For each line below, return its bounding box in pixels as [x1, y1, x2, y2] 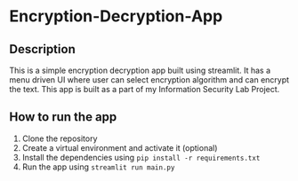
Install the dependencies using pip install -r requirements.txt [21, 152, 261, 162]
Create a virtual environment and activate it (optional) [21, 142, 218, 153]
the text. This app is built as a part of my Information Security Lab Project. [9, 84, 280, 94]
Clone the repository [21, 133, 98, 144]
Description [9, 42, 76, 57]
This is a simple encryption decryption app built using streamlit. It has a [9, 65, 271, 75]
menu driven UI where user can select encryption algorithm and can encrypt [9, 75, 290, 85]
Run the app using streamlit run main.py [21, 161, 175, 172]
